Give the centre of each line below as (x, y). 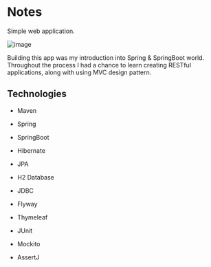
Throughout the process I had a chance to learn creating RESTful (99, 65)
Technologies (37, 94)
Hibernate (31, 150)
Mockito (29, 244)
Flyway (27, 204)
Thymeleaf (32, 217)
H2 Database (36, 177)
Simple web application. (41, 31)
